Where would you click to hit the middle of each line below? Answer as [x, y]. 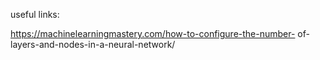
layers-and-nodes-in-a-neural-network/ [93, 44]
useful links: [35, 14]
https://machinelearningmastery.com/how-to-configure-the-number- [153, 33]
